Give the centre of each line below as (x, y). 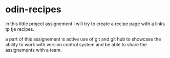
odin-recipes (33, 9)
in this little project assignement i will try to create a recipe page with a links (85, 24)
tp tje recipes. (20, 29)
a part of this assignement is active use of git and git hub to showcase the (83, 39)
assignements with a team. (34, 50)
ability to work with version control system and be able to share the (76, 44)
